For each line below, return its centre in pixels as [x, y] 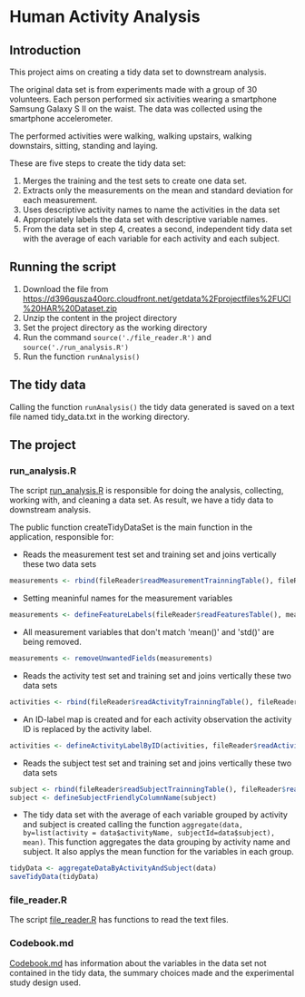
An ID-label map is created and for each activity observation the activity [157, 719]
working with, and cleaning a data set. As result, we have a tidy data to [142, 500]
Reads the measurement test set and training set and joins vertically [149, 554]
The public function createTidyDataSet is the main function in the [131, 527]
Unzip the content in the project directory [100, 318]
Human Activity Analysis [105, 17]
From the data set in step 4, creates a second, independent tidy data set [157, 229]
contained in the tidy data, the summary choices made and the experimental [152, 973]
